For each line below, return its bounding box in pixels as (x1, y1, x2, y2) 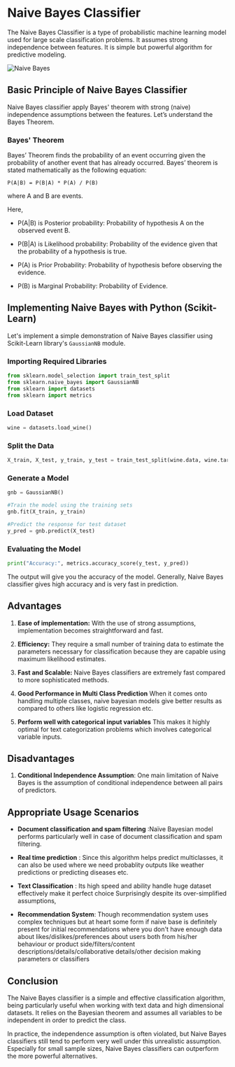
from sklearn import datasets (7, 385, 96, 393)
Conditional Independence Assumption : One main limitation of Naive (17, 771, 219, 779)
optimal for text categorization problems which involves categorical (17, 725, 212, 733)
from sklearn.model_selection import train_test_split (7, 372, 171, 379)
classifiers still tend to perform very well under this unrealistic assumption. (7, 1037, 222, 1045)
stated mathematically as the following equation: (7, 166, 147, 174)
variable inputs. (17, 733, 62, 741)
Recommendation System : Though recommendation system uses (17, 910, 208, 919)
